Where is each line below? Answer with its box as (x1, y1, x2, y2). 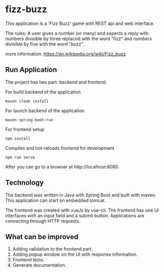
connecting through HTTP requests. (5, 218, 81, 224)
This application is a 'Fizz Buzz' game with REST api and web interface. (5, 20, 155, 26)
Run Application (5, 65, 57, 74)
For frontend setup (5, 126, 45, 132)
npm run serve (5, 155, 36, 160)
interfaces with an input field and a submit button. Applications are (5, 212, 145, 219)
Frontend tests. (12, 257, 45, 263)
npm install (5, 136, 30, 141)
